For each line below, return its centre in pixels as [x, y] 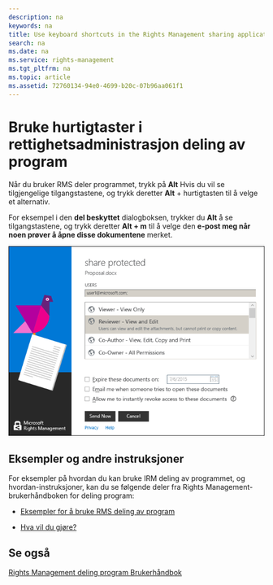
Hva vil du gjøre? [48, 527]
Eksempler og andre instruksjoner [96, 458]
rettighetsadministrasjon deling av [127, 144]
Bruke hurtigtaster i [76, 127]
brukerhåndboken [38, 496]
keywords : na [30, 26]
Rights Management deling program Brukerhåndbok [95, 573]
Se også [29, 553]
